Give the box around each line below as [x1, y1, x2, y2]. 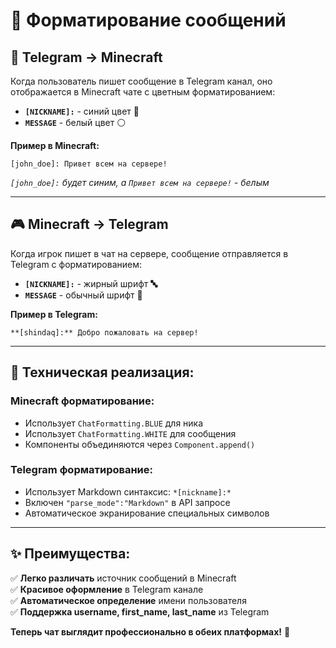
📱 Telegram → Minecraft [10, 49, 163, 66]
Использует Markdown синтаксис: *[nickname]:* [24, 485, 232, 498]
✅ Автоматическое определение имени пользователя [10, 594, 247, 606]
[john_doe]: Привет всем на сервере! [10, 159, 168, 169]
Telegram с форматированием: [10, 258, 142, 270]
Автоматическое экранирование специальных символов [24, 507, 270, 519]
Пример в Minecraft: [10, 140, 100, 151]
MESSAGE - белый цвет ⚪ [24, 117, 127, 128]
